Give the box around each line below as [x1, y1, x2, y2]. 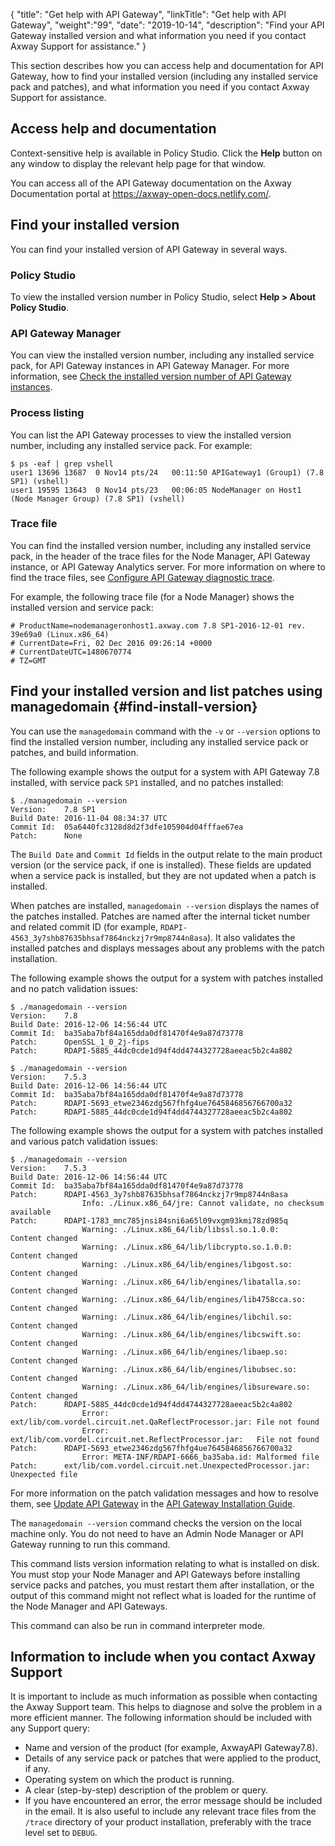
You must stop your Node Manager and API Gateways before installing [10, 1568, 301, 1580]
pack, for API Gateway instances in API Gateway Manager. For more [10, 360, 290, 372]
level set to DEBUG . [24, 1827, 98, 1839]
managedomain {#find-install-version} [10, 699, 258, 716]
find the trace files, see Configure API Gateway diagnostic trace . [10, 571, 275, 583]
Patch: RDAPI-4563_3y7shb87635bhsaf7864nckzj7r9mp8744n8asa [10, 1189, 288, 1199]
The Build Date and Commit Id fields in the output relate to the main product [10, 848, 323, 860]
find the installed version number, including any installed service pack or [10, 735, 309, 748]
